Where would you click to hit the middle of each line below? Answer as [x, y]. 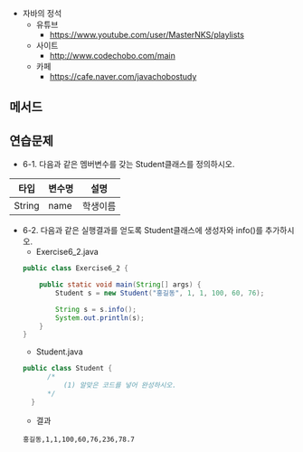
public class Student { [67, 369]
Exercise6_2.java [67, 252]
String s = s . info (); [96, 309]
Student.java [59, 352]
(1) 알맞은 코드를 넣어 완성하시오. [119, 386]
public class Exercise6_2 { [75, 268]
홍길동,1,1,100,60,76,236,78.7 [79, 439]
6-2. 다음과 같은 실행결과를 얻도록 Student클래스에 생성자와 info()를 [143, 231]
